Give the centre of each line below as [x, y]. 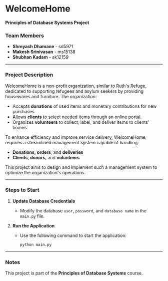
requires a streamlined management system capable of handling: [72, 142]
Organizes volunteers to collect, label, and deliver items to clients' [81, 122]
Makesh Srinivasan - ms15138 [44, 52]
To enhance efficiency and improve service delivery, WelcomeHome [75, 137]
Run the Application [33, 225]
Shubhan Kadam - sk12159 [40, 57]
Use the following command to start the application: [73, 235]
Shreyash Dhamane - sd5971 [43, 47]
